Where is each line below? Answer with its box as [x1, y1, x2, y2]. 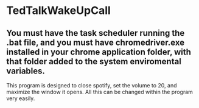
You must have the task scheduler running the [6, 28, 185, 38]
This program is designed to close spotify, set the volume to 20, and [6, 82, 178, 89]
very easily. [6, 95, 35, 102]
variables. [6, 66, 46, 76]
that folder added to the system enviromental [6, 56, 181, 67]
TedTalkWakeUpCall [6, 4, 111, 18]
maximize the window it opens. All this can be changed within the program [6, 89, 194, 95]
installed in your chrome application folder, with [6, 47, 192, 57]
